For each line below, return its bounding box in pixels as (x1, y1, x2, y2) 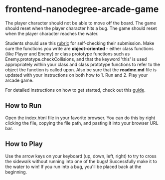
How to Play (5, 140, 43, 148)
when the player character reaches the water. (5, 30, 99, 36)
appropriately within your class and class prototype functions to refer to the (5, 61, 161, 67)
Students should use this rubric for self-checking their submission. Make (5, 40, 155, 46)
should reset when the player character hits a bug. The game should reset (5, 25, 157, 31)
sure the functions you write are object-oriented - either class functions (5, 45, 154, 51)
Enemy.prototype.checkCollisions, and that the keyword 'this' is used (5, 56, 147, 62)
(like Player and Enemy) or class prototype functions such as (5, 51, 130, 57)
